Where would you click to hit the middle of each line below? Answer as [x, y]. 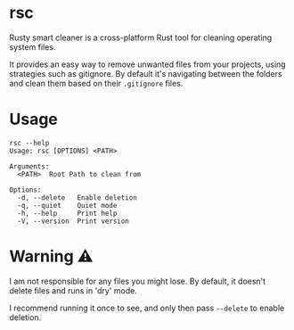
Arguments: [29, 166]
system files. [33, 46]
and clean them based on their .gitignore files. [96, 83]
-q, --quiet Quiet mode [67, 205]
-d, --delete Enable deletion [78, 198]
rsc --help [29, 143]
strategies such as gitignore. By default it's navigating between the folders [146, 73]
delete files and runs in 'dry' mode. [73, 290]
